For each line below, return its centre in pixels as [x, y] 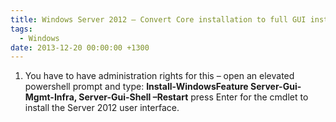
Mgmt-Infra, [51, 97]
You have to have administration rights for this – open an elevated [159, 76]
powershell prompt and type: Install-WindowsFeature [136, 87]
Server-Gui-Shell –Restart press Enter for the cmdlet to [193, 97]
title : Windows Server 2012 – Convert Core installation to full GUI [158, 19]
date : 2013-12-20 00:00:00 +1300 [80, 47]
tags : [21, 29]
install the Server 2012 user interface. [102, 108]
